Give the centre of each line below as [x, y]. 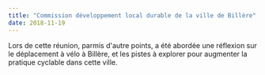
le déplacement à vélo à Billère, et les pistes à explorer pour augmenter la [128, 54]
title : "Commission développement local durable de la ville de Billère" [132, 15]
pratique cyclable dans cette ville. [63, 62]
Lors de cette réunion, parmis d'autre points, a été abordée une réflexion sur [132, 45]
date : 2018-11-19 [37, 23]
